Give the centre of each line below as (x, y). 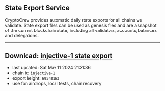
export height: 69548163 (36, 78)
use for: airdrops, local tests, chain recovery (57, 83)
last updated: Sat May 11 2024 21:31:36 (51, 67)
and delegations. (22, 35)
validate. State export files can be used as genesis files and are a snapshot (81, 25)
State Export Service (37, 8)
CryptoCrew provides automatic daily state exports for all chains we (74, 20)
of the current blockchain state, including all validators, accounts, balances (81, 30)
